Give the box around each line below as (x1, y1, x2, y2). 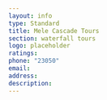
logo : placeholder (8, 42, 71, 50)
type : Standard (8, 19, 60, 27)
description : (8, 79, 53, 87)
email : (8, 65, 31, 73)
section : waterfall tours (8, 34, 96, 43)
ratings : (8, 49, 38, 57)
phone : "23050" (8, 57, 60, 65)
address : (8, 72, 38, 80)
